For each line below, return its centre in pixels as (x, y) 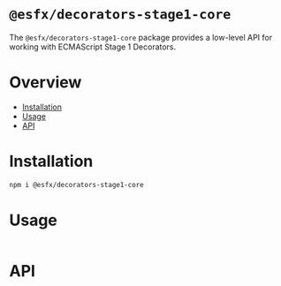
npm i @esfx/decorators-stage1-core (76, 184)
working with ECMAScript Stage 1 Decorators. (93, 47)
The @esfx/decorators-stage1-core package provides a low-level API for (140, 37)
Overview (46, 83)
